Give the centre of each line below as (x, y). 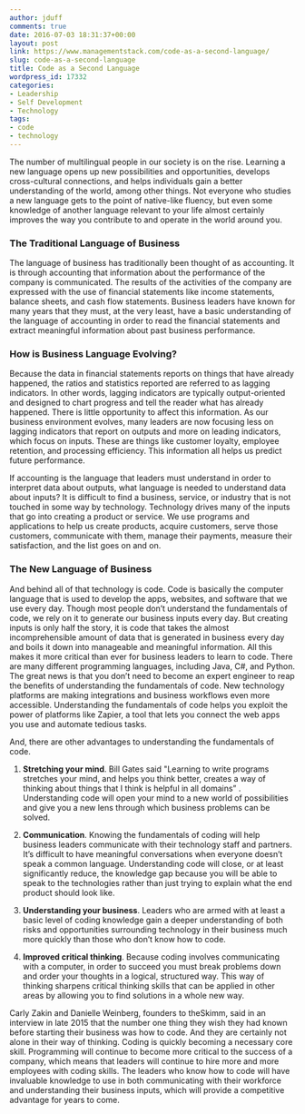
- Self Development (46, 102)
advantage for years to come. (64, 1099)
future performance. (47, 460)
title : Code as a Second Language (75, 69)
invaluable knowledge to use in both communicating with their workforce (146, 1080)
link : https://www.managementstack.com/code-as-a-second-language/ (140, 52)
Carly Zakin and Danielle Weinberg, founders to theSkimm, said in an (138, 1012)
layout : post (34, 43)
